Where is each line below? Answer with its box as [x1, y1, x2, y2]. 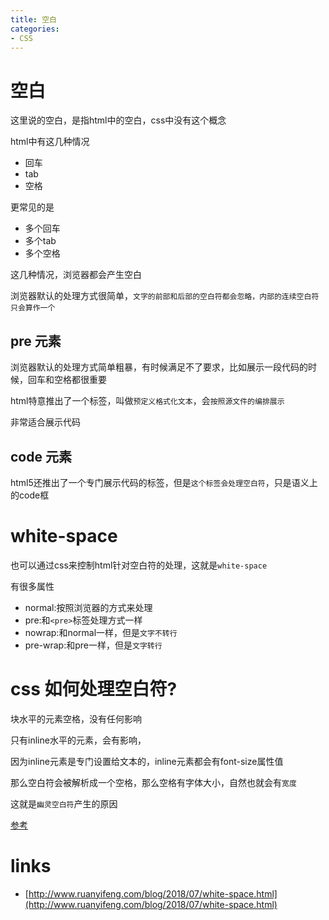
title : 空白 [10, 14, 57, 25]
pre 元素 [10, 332, 62, 350]
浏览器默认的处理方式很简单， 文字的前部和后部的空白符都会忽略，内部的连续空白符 [10, 290, 320, 302]
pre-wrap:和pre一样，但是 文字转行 [24, 639, 163, 651]
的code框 [10, 489, 50, 501]
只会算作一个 [10, 303, 56, 313]
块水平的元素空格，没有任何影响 [10, 712, 142, 725]
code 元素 [10, 448, 72, 465]
